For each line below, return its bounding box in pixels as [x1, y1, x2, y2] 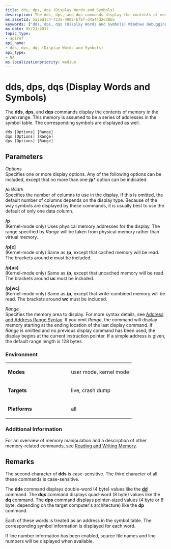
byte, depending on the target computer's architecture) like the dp [5, 502, 144, 508]
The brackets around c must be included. [5, 255, 92, 261]
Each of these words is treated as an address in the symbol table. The [5, 517, 152, 524]
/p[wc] [5, 285, 20, 291]
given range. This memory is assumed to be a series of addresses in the [5, 114, 157, 120]
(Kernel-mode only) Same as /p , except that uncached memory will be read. [5, 270, 165, 276]
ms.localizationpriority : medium [5, 59, 76, 65]
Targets [8, 387, 27, 394]
